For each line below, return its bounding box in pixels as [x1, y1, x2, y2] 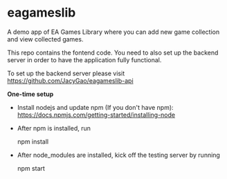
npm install [17, 137, 49, 146]
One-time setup [7, 90, 54, 98]
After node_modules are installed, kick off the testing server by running [17, 151, 220, 159]
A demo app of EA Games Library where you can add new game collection [7, 28, 220, 36]
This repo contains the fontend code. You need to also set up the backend [7, 48, 219, 57]
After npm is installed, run [17, 124, 91, 132]
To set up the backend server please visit [7, 69, 125, 77]
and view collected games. [7, 35, 84, 43]
